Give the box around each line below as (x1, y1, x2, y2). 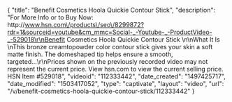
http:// (7, 21, 26, 28)
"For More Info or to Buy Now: (7, 13, 94, 22)
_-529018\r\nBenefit (7, 35, 66, 44)
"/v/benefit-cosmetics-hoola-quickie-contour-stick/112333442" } (7, 87, 195, 95)
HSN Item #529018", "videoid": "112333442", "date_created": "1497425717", (7, 72, 226, 80)
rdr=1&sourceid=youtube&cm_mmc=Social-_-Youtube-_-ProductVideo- (7, 28, 212, 36)
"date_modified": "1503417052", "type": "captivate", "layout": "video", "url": (7, 80, 224, 87)
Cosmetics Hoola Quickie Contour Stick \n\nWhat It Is (66, 35, 220, 44)
